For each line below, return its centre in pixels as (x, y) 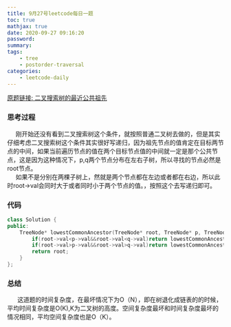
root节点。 (22, 168)
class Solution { (32, 220)
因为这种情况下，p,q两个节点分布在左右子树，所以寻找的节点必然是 (126, 160)
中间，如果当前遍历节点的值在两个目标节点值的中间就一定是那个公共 (115, 151)
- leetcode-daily (44, 77)
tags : (15, 52)
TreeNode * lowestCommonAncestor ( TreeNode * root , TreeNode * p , (110, 232)
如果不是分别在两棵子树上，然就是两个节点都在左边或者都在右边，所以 (115, 177)
